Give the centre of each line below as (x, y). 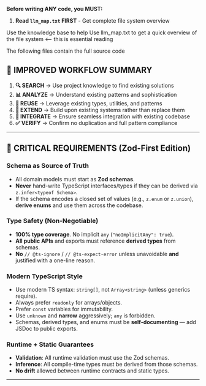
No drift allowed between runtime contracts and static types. (92, 371)
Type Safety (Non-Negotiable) (52, 221)
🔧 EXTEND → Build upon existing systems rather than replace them (100, 110)
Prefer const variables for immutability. (64, 309)
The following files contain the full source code (66, 51)
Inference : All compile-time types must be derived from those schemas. (106, 365)
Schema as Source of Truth (48, 166)
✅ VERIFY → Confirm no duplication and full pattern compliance (96, 123)
